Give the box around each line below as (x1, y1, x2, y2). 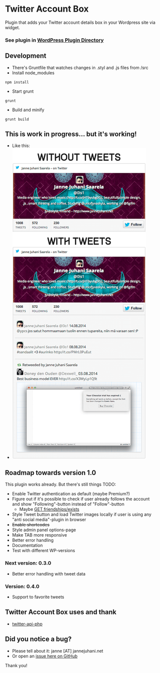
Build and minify (12, 107, 44, 113)
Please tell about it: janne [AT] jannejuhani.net (12, 648, 103, 654)
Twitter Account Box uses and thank (5, 608, 117, 616)
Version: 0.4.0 (5, 583, 40, 589)
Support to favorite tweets (12, 594, 64, 600)
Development (5, 52, 47, 60)
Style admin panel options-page (12, 527, 76, 533)
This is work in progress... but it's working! (5, 130, 137, 138)
